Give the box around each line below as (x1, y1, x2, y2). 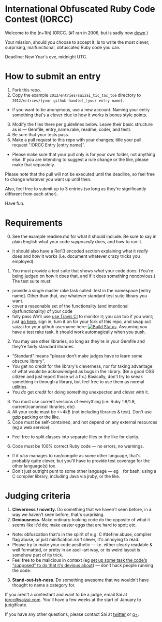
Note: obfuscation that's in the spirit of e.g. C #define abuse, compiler (12, 531, 152, 537)
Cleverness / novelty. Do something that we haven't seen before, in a (12, 506, 151, 512)
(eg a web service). (12, 424, 51, 430)
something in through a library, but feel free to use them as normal (12, 378, 144, 385)
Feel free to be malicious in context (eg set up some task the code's (12, 557, 147, 563)
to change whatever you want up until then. (5, 176, 92, 182)
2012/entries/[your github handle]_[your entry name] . (12, 97, 124, 103)
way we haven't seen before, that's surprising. (12, 512, 105, 517)
